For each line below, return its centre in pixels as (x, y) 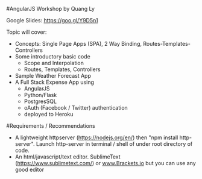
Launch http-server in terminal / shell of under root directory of (114, 144)
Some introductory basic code (52, 56)
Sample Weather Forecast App (53, 76)
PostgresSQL (40, 101)
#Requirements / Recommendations (51, 126)
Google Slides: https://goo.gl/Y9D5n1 (52, 20)
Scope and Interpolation (54, 63)
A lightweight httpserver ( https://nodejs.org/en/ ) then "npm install (96, 137)
